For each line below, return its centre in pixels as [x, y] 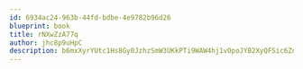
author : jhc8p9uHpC [46, 43]
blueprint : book [40, 26]
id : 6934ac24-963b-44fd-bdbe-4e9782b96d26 [90, 17]
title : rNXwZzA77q [44, 34]
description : [34, 51]
